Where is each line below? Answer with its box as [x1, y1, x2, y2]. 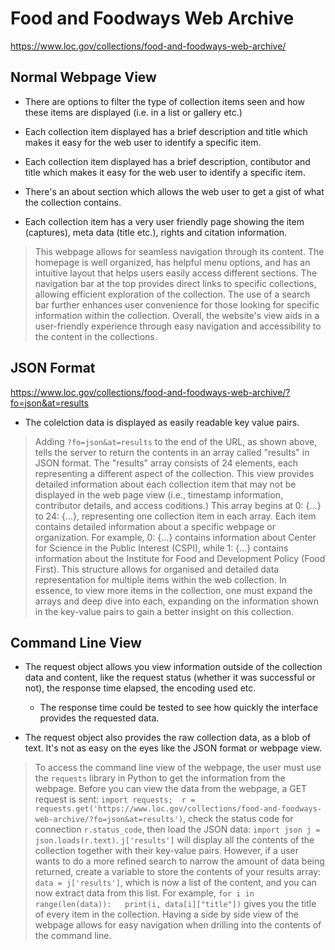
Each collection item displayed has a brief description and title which [24, 125, 308, 137]
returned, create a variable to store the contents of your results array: [34, 866, 322, 878]
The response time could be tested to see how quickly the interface [39, 702, 319, 714]
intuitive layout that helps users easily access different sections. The [34, 267, 318, 279]
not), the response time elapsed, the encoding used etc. [24, 682, 257, 694]
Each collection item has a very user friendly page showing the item [24, 215, 305, 227]
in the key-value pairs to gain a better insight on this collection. [34, 605, 295, 617]
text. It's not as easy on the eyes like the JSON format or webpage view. [24, 742, 322, 754]
